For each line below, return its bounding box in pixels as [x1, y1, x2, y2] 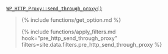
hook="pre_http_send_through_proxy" [21, 35, 118, 42]
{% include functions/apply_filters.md [21, 28, 116, 35]
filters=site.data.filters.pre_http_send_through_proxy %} [21, 41, 163, 48]
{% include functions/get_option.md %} [21, 16, 122, 24]
